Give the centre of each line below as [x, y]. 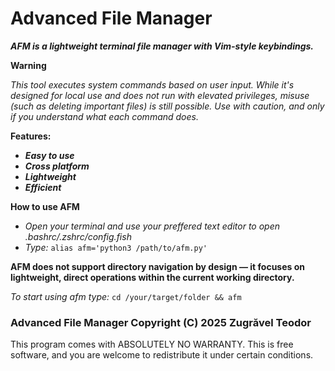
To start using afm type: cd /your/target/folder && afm [126, 296]
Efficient [43, 187]
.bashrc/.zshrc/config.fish [78, 236]
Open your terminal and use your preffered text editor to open [152, 226]
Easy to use [49, 155]
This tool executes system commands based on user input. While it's [152, 84]
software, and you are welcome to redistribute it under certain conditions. [162, 355]
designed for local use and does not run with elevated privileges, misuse [160, 95]
